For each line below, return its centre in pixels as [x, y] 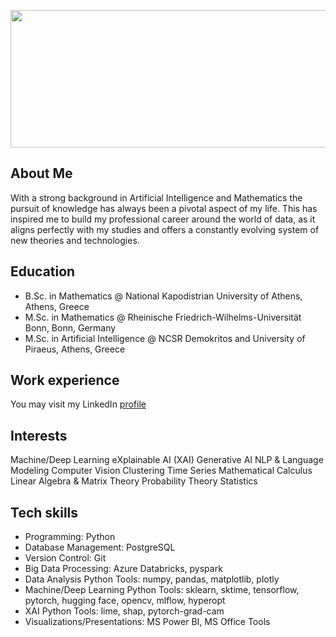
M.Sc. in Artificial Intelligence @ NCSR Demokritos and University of [165, 338]
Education [43, 271]
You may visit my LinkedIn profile [78, 404]
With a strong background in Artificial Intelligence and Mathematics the [156, 197]
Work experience [65, 380]
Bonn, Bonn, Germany [70, 327]
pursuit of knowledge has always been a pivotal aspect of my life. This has [164, 208]
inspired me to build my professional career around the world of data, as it [163, 219]
